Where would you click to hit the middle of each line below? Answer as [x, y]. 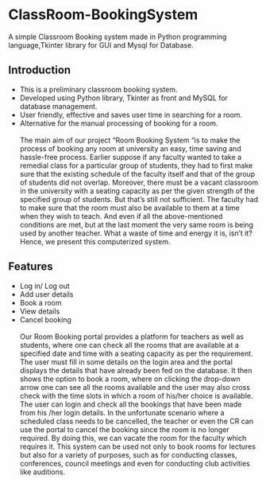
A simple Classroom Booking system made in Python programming [118, 37]
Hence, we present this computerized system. [95, 241]
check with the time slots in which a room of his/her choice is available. [136, 395]
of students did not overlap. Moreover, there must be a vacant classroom [139, 182]
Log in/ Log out [44, 286]
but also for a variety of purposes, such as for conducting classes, [128, 454]
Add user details [46, 294]
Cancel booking [45, 319]
